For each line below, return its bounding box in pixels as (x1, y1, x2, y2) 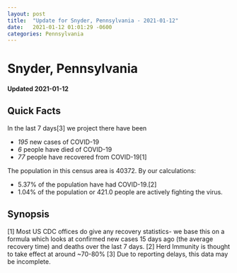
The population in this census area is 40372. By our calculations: (7, 166, 197, 174)
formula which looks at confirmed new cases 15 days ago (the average (7, 235, 214, 243)
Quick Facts (7, 105, 62, 117)
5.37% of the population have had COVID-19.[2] (17, 180, 157, 189)
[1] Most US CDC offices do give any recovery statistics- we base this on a (7, 227, 225, 235)
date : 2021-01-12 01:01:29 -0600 (7, 23, 112, 30)
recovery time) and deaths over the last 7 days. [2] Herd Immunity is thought (7, 242, 231, 250)
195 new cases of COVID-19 (17, 138, 100, 146)
